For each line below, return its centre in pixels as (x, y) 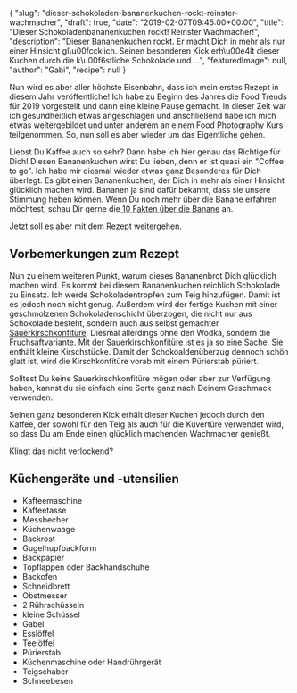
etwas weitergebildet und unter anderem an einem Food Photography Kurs (146, 125)
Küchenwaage (49, 529)
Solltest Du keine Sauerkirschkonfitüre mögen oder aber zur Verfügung (140, 378)
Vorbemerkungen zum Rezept (95, 254)
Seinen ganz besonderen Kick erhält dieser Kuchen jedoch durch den (137, 414)
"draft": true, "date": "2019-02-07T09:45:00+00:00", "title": (173, 22)
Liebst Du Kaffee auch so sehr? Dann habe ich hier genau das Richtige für (145, 152)
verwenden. (31, 397)
